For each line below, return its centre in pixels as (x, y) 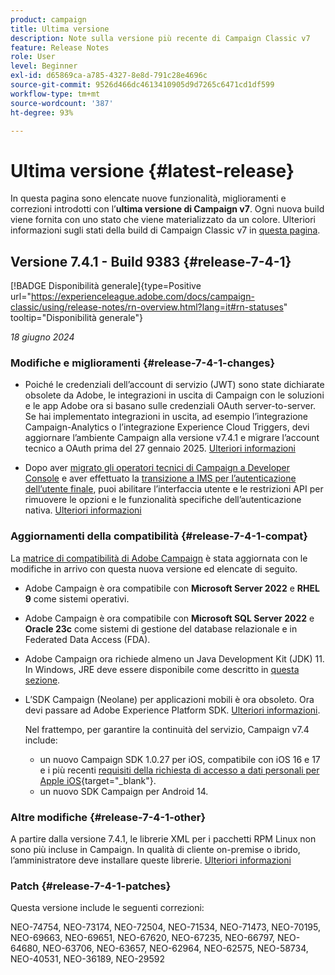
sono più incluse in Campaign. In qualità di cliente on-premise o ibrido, (155, 850)
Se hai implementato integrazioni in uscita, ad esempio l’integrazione (166, 417)
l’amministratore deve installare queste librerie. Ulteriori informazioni (151, 860)
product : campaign (48, 19)
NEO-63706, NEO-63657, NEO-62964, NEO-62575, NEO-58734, (175, 948)
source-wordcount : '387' (62, 103)
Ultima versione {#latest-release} (152, 170)
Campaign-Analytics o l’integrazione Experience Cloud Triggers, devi (167, 427)
